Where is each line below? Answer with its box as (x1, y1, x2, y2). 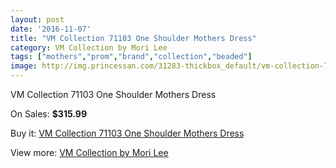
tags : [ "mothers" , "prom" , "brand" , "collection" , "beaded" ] (10, 52, 253, 62)
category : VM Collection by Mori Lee (10, 42, 168, 53)
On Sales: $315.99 (10, 108, 87, 120)
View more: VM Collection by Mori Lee (10, 147, 169, 158)
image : (10, 61, 38, 71)
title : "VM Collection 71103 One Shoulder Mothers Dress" (10, 33, 257, 43)
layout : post (10, 14, 65, 25)
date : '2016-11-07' (10, 24, 92, 34)
